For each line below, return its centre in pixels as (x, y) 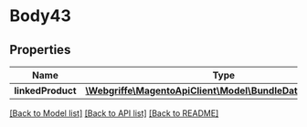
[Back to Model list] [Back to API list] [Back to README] (114, 113)
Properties (40, 50)
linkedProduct (45, 90)
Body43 (40, 16)
